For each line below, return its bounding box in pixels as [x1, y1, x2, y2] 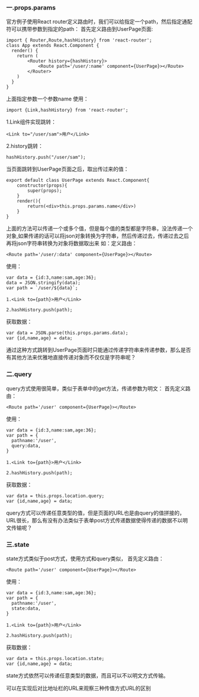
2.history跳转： [6, 143, 43, 150]
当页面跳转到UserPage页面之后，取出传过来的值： [6, 166, 129, 173]
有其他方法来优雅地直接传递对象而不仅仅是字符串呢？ [6, 354, 136, 361]
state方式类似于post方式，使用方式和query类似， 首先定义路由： [6, 555, 164, 562]
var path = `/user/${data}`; [6, 285, 78, 291]
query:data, [11, 443, 41, 449]
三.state [6, 540, 30, 548]
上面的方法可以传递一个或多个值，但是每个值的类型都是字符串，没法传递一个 [6, 225, 193, 232]
